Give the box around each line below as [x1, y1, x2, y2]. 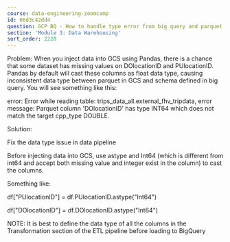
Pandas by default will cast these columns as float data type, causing [7, 69, 203, 78]
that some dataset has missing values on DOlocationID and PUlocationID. [7, 62, 214, 70]
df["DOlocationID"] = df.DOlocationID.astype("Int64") [7, 206, 159, 214]
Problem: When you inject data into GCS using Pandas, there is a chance [7, 54, 213, 63]
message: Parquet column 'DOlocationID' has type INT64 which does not [7, 104, 214, 113]
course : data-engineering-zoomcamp [7, 10, 109, 17]
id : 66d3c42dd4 [7, 16, 51, 23]
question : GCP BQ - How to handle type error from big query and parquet [7, 23, 223, 30]
